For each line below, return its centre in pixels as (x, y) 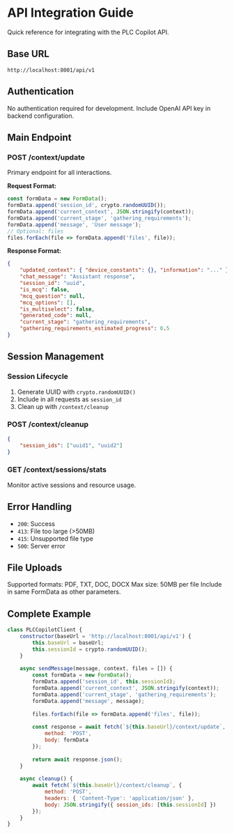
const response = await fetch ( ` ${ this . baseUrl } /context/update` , (129, 727)
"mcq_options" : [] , (48, 302)
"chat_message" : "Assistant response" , (78, 277)
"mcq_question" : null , (53, 296)
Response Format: (34, 251)
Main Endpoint (39, 137)
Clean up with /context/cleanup (63, 406)
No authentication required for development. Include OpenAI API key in (109, 108)
